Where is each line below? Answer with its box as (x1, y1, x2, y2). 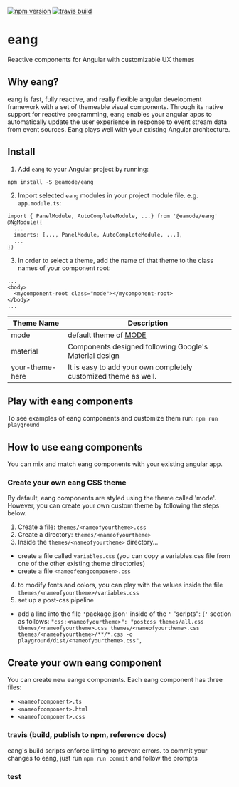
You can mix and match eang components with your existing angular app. (7, 460, 223, 468)
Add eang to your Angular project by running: (17, 165, 149, 173)
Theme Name (12, 318, 59, 328)
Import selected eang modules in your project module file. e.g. (17, 191, 199, 200)
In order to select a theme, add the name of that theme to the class (17, 256, 214, 264)
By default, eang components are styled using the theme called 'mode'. (7, 494, 217, 503)
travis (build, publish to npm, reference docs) (7, 730, 167, 740)
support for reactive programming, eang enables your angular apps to (7, 110, 212, 118)
